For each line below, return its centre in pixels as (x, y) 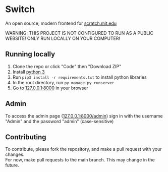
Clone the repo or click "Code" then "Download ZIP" (67, 66)
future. (12, 165)
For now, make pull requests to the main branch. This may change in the (80, 160)
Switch (20, 9)
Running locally (30, 54)
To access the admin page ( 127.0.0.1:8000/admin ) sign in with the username (84, 116)
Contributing (26, 137)
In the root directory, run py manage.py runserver (63, 82)
